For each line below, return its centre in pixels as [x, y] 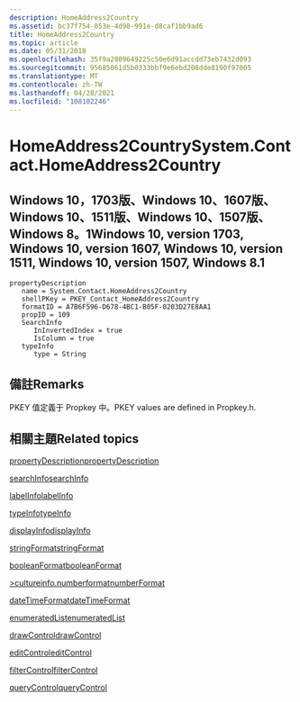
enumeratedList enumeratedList [68, 618]
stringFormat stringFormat [57, 548]
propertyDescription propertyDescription [84, 461]
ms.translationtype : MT [54, 76]
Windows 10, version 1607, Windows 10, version [146, 248]
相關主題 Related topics [74, 439]
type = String [60, 355]
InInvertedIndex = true [78, 331]
